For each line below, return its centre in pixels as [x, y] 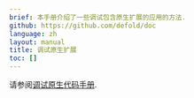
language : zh [33, 34]
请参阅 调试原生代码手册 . [53, 84]
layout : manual [37, 42]
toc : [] [23, 58]
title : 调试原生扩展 [43, 50]
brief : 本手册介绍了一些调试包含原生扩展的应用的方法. [97, 17]
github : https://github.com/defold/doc [83, 26]
